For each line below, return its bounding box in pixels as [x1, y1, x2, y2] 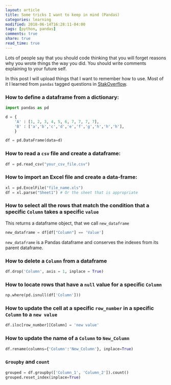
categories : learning [5, 17, 52, 22]
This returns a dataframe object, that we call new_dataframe [5, 220, 130, 226]
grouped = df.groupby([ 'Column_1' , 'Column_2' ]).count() [5, 370, 129, 375]
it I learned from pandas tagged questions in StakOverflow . [5, 81, 128, 87]
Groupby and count [5, 358, 50, 366]
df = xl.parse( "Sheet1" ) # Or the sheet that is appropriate [5, 190, 138, 195]
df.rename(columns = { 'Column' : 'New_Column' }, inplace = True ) [5, 346, 134, 351]
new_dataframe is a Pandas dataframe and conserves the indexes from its [5, 239, 159, 245]
